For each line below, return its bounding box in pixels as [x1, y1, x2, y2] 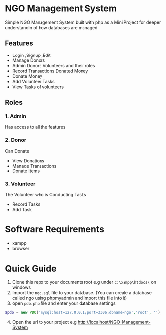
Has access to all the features [5, 124, 66, 130]
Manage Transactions [12, 163, 57, 168]
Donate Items [12, 168, 40, 174]
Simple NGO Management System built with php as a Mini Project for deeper [5, 19, 161, 25]
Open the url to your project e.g [12, 319, 77, 325]
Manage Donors [12, 57, 45, 63]
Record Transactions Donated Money [12, 68, 88, 74]
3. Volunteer [5, 180, 36, 187]
